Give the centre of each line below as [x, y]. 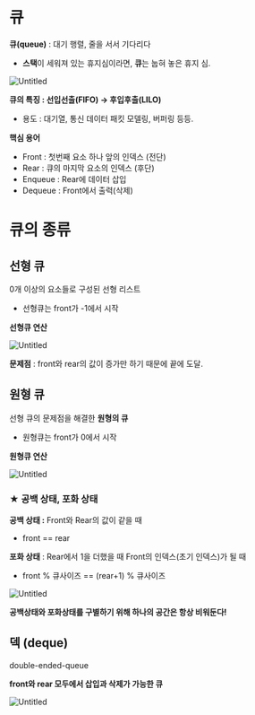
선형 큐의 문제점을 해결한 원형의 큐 [69, 418]
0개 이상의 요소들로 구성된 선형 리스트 [75, 289]
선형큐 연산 [28, 327]
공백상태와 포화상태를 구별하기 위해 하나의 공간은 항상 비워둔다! [118, 612]
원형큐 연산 [28, 456]
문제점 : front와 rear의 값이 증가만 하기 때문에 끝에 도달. [106, 363]
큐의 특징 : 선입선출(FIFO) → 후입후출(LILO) [85, 100]
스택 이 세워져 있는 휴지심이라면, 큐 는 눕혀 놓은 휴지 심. [116, 63]
